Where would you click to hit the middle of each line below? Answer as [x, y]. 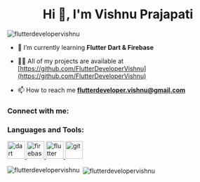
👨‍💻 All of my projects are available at [71, 61]
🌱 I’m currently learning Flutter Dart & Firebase [86, 47]
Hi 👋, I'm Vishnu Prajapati [118, 14]
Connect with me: [38, 110]
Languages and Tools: [46, 129]
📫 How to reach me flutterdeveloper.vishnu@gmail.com [101, 90]
